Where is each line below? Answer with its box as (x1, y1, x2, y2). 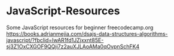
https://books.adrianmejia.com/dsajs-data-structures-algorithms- (6, 30, 168, 37)
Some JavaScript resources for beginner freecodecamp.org (6, 24, 154, 31)
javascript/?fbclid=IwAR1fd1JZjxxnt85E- (6, 36, 104, 43)
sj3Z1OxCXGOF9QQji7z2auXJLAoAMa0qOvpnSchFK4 (6, 43, 140, 50)
